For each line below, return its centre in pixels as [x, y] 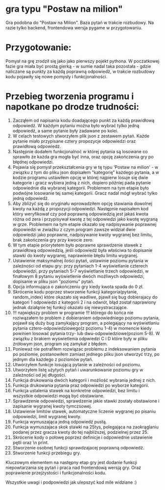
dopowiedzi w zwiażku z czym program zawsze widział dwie [74, 229]
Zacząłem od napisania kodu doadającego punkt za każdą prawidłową [83, 120]
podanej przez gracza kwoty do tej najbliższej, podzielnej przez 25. [81, 432]
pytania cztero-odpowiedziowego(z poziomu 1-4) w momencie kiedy [82, 328]
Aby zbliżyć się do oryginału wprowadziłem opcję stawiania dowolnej [82, 203]
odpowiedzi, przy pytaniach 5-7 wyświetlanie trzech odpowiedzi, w [81, 271]
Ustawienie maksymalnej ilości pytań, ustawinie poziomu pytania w [80, 261]
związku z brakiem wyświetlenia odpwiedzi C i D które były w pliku [80, 338]
